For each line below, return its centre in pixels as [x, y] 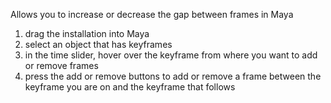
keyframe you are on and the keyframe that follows [130, 87]
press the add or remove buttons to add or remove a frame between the [173, 76]
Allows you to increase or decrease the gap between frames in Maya [152, 14]
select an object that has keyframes [98, 44]
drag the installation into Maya [87, 33]
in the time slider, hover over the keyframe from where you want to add [171, 55]
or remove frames [61, 65]
